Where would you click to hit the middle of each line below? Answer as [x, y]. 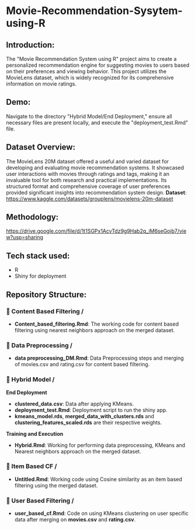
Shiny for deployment [40, 276]
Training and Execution [35, 434]
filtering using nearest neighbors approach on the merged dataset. [95, 330]
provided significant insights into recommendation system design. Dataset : [96, 192]
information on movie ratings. [41, 84]
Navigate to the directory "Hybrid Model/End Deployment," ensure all [89, 116]
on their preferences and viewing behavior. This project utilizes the [86, 71]
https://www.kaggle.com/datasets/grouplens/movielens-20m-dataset [90, 199]
